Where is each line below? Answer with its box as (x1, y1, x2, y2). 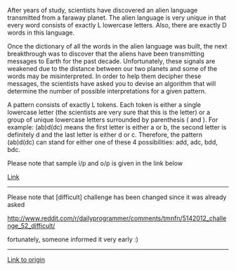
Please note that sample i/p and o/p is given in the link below (7, 159, 183, 168)
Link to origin (7, 256, 46, 263)
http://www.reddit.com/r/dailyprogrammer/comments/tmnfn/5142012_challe (7, 214, 227, 222)
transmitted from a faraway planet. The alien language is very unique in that (7, 13, 226, 22)
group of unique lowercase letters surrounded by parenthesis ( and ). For (7, 115, 218, 124)
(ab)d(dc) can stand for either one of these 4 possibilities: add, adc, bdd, (7, 138, 218, 146)
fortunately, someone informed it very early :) (7, 235, 139, 244)
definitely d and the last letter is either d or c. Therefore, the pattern (7, 130, 203, 139)
